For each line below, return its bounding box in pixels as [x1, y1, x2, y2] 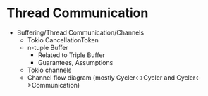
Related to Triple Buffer [37, 51, 105, 59]
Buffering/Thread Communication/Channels [16, 28, 145, 37]
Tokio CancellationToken [27, 35, 99, 44]
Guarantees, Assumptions [37, 58, 114, 66]
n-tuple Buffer [27, 43, 68, 52]
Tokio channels [27, 66, 72, 74]
